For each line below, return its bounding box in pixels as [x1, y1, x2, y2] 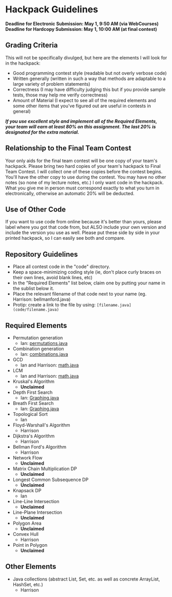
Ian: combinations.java [20, 351, 68, 357]
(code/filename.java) [12, 307, 59, 313]
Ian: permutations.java [20, 340, 68, 346]
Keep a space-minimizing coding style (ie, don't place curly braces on [12, 269, 161, 275]
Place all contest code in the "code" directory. [12, 263, 110, 270]
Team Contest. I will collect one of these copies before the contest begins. [5, 168, 163, 175]
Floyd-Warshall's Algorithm [12, 422, 70, 428]
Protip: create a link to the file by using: [12, 302, 96, 308]
